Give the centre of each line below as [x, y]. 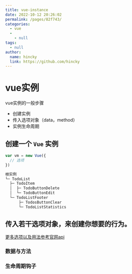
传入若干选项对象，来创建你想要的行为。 [68, 224]
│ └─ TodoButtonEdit [32, 193]
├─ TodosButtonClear [40, 202]
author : [13, 52]
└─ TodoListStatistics [42, 207]
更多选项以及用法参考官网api [35, 237]
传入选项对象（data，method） [45, 120]
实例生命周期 [26, 126]
